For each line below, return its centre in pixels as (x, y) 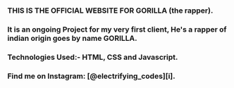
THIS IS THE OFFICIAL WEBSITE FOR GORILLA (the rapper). (110, 11)
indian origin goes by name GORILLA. (72, 38)
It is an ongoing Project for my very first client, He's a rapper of (117, 29)
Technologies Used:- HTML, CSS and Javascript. (93, 57)
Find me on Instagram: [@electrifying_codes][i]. (91, 76)
